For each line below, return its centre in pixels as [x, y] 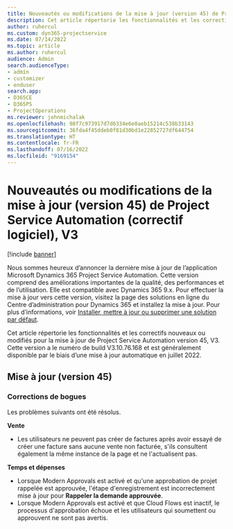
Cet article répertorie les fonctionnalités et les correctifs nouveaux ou [106, 333]
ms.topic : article [34, 46]
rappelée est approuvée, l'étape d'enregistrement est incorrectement [116, 488]
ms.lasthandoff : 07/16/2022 [48, 150]
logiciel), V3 [43, 235]
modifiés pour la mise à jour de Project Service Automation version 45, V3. [114, 340]
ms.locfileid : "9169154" [43, 156]
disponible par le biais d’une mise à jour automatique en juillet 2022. [104, 355]
